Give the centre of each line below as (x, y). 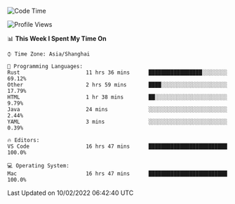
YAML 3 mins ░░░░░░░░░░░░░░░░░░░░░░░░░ (117, 122)
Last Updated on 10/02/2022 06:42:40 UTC (70, 193)
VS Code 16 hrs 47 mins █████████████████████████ (117, 146)
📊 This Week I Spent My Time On (57, 38)
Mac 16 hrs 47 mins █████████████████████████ (117, 174)
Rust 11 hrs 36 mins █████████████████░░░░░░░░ (117, 72)
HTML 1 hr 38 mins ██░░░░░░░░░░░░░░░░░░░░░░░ (117, 97)
